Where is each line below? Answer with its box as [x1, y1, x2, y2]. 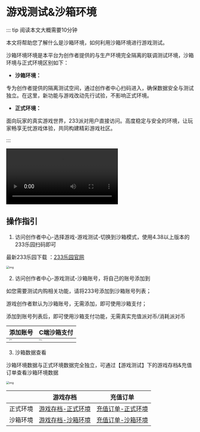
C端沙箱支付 [39, 328, 73, 337]
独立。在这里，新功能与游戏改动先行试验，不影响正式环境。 [6, 92, 152, 99]
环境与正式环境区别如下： [6, 59, 69, 66]
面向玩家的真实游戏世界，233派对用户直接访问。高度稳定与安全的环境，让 [6, 117, 188, 124]
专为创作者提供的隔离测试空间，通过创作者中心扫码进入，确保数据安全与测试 [6, 84, 194, 91]
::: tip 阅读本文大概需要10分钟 [6, 26, 78, 33]
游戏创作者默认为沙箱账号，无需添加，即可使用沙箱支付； [6, 300, 147, 307]
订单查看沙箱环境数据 [6, 369, 58, 376]
